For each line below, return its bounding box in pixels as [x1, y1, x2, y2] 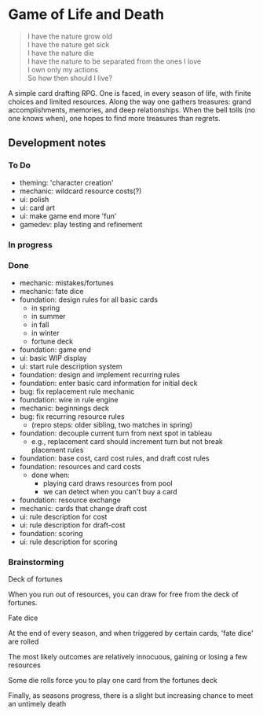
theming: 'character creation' [19, 178, 114, 187]
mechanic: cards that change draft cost [19, 503, 148, 512]
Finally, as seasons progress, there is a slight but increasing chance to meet [8, 691, 254, 700]
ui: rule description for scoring [19, 537, 118, 546]
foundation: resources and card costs [19, 461, 141, 471]
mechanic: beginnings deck [19, 403, 110, 413]
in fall [31, 320, 49, 329]
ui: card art [19, 203, 55, 212]
